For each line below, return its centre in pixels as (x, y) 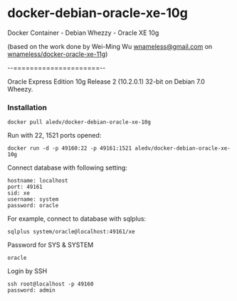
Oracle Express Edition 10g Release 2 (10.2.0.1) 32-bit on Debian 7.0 (106, 81)
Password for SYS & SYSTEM (51, 245)
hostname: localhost (38, 181)
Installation (27, 107)
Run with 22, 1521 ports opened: (54, 136)
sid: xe (19, 193)
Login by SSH (27, 271)
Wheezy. (20, 89)
